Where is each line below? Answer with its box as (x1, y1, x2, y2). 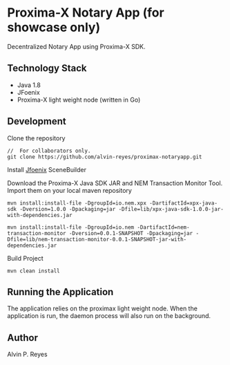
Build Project (7, 254, 44, 262)
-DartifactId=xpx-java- (149, 199, 218, 207)
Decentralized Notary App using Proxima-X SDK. (7, 42, 146, 50)
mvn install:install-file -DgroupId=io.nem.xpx (7, 199, 147, 207)
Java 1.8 (17, 81, 41, 89)
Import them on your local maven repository (7, 186, 133, 194)
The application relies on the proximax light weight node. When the (7, 304, 198, 312)
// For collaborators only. (7, 147, 91, 154)
